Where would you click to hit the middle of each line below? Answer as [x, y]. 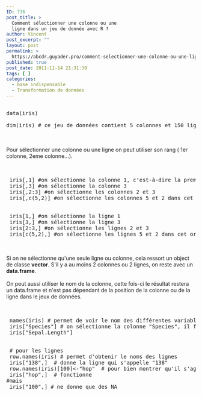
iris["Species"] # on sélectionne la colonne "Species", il [100, 326]
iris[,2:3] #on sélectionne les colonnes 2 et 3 [82, 192]
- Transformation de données [48, 90]
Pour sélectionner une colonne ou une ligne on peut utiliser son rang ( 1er [97, 149]
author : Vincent [26, 34]
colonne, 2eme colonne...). [40, 156]
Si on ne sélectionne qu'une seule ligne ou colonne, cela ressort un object [98, 258]
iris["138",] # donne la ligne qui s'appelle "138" [89, 363]
